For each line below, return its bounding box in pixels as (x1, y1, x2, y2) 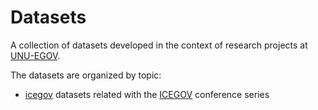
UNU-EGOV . (10, 49, 61, 61)
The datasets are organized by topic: (10, 69, 162, 81)
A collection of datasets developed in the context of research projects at (10, 39, 308, 51)
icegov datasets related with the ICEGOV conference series (24, 88, 270, 100)
